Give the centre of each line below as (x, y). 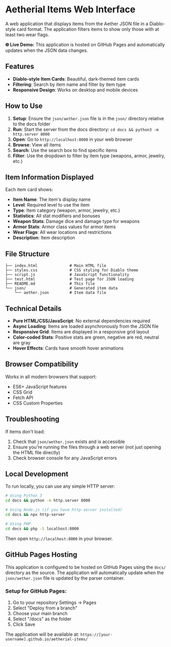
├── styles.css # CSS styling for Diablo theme (72, 270)
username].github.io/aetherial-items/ (47, 639)
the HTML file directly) (36, 452)
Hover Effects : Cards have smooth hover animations (68, 348)
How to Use (24, 106)
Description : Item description (44, 238)
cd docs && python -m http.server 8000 (48, 501)
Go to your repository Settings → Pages (55, 602)
